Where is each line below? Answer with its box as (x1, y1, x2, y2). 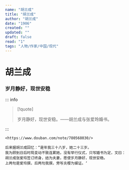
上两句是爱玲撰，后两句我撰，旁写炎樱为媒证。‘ (5, 161, 88, 166)
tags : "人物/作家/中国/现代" (5, 44, 59, 49)
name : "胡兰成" (5, 7, 34, 12)
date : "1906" (5, 21, 32, 26)
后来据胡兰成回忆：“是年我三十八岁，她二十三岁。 (5, 145, 92, 150)
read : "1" (5, 39, 26, 44)
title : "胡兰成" (5, 12, 36, 17)
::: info (5, 97, 18, 103)
